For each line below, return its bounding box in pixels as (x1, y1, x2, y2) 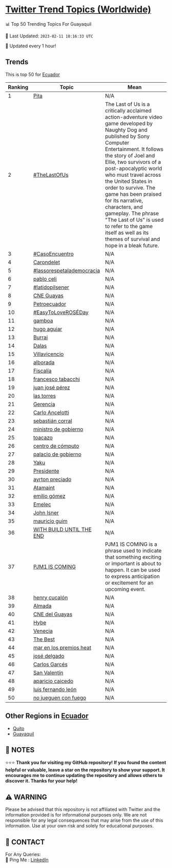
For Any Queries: (5, 852, 41, 857)
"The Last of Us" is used (104, 216, 164, 223)
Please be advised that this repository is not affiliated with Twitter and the (5, 806, 160, 812)
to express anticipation (104, 572, 160, 580)
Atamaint (33, 484, 55, 491)
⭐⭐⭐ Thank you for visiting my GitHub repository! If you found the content (5, 760, 166, 766)
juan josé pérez (33, 384, 70, 391)
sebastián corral (33, 417, 73, 424)
